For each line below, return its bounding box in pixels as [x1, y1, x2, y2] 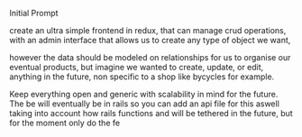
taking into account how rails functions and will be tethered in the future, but [9, 108, 293, 118]
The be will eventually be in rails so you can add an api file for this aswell [9, 98, 279, 109]
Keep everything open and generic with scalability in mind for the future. [9, 89, 279, 99]
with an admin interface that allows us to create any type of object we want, [9, 35, 291, 45]
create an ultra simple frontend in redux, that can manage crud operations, [9, 25, 287, 35]
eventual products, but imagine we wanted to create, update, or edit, [9, 62, 264, 72]
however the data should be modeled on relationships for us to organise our [9, 52, 291, 62]
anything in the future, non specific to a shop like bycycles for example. [9, 71, 275, 82]
